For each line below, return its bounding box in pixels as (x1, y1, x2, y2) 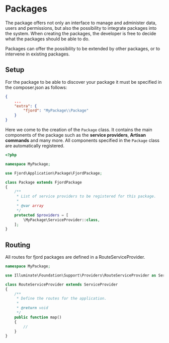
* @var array (16, 203, 44, 208)
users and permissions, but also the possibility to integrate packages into (5, 25, 157, 31)
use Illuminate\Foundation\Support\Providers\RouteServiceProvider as (5, 273, 156, 278)
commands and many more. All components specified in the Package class (5, 137, 160, 143)
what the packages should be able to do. (5, 36, 90, 42)
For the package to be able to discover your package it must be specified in (5, 79, 162, 85)
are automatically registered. (5, 143, 64, 149)
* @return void (16, 306, 49, 311)
